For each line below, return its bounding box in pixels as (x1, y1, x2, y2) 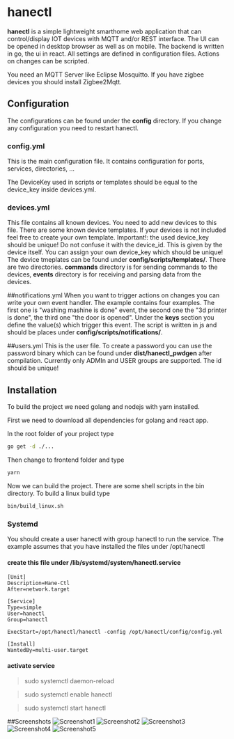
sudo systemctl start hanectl (24, 704, 107, 713)
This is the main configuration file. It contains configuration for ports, (7, 157, 205, 166)
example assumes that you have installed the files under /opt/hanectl (7, 543, 205, 551)
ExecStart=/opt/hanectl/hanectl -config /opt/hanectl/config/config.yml (7, 628, 223, 636)
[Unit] (7, 574, 26, 581)
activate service (7, 661, 56, 669)
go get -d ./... (7, 443, 54, 450)
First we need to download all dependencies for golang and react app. (7, 416, 209, 425)
